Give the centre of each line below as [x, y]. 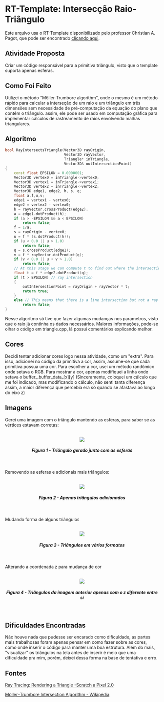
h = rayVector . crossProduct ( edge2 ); [51, 209]
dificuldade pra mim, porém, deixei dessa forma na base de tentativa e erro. [81, 658]
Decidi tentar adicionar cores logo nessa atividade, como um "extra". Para [79, 356]
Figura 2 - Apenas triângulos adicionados [82, 498]
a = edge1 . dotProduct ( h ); [40, 214]
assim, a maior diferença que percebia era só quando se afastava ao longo [80, 387]
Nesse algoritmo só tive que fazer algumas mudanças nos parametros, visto [82, 318]
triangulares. [18, 124]
